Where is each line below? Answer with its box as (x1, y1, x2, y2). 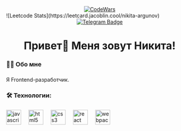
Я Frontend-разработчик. (6, 76, 69, 84)
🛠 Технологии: (6, 91, 52, 100)
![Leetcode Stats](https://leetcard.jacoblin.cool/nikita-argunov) (6, 12, 160, 19)
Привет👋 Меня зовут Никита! (23, 39, 176, 53)
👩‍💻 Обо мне (6, 60, 42, 69)
